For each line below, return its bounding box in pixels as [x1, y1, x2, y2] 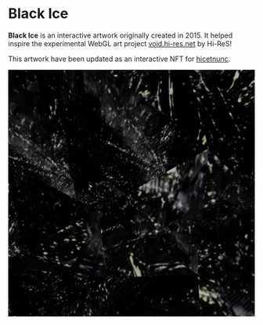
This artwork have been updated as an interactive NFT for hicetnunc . [8, 54, 231, 63]
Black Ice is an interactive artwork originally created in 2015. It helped [8, 31, 233, 40]
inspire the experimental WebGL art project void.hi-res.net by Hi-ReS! [8, 38, 232, 48]
